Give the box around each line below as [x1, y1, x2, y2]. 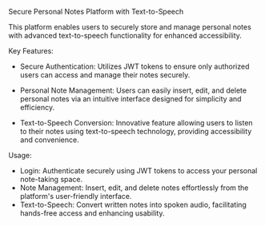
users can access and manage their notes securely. [19, 70, 191, 79]
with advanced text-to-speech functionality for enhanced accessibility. [8, 31, 243, 40]
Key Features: [8, 46, 54, 55]
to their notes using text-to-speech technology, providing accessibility [19, 127, 252, 136]
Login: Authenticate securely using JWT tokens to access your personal [19, 166, 258, 175]
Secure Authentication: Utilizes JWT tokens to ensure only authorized [19, 61, 250, 71]
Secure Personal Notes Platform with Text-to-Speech [8, 7, 184, 16]
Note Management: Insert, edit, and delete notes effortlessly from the [19, 183, 249, 192]
